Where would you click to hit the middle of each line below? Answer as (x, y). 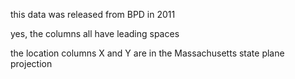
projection (31, 63)
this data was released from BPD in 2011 (93, 14)
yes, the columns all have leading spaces (95, 33)
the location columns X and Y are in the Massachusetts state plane (147, 53)
